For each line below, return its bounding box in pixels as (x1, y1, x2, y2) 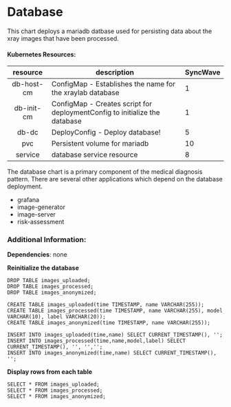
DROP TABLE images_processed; (7, 284, 94, 290)
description (96, 68, 134, 77)
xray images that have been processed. (7, 34, 119, 42)
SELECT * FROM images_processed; (7, 387, 103, 394)
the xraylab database (51, 88, 120, 97)
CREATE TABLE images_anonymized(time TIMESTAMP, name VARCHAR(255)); (7, 319, 211, 326)
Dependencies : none (7, 250, 67, 259)
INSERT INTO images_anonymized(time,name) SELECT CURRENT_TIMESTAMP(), (7, 350, 217, 357)
